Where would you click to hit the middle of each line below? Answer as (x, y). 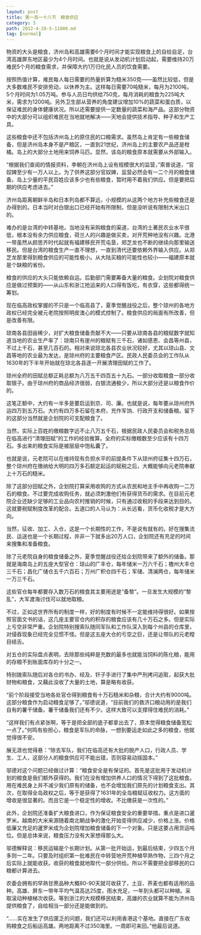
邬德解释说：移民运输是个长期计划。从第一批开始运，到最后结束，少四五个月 (100, 848)
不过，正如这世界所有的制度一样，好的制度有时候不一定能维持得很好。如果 (98, 612)
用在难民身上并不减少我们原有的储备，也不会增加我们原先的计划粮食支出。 (98, 785)
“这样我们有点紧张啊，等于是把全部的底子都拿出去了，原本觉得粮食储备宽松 (99, 723)
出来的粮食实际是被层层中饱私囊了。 (66, 446)
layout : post (22, 12)
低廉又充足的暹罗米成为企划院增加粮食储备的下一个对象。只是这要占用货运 (98, 828)
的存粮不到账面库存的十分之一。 (45, 662)
